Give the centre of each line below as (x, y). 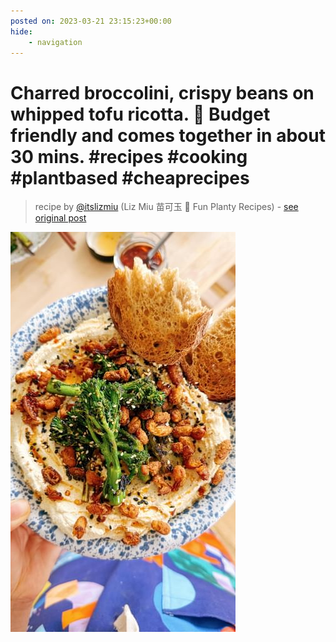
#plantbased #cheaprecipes (130, 177)
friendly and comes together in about (168, 135)
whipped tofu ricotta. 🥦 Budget (140, 114)
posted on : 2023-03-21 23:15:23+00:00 (91, 21)
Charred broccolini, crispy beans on (162, 92)
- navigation (55, 42)
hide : (21, 31)
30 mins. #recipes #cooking (129, 156)
